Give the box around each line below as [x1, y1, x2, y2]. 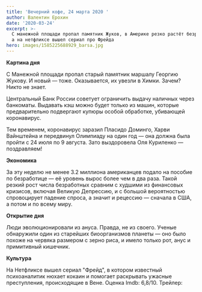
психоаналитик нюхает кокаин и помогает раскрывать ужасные [6, 272, 173, 280]
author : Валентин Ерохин [6, 14, 69, 20]
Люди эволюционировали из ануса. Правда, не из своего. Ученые [6, 223, 177, 231]
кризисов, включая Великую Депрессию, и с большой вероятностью [6, 187, 185, 194]
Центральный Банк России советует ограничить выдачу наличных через [6, 95, 194, 102]
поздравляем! [6, 145, 43, 152]
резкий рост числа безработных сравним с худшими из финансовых [6, 181, 183, 188]
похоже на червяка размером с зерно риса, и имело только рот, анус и [6, 236, 191, 244]
